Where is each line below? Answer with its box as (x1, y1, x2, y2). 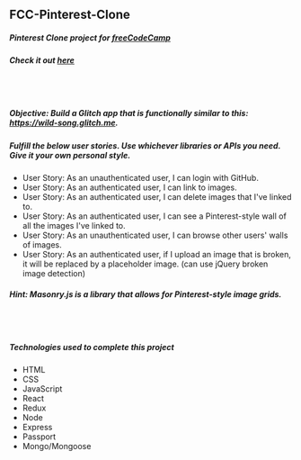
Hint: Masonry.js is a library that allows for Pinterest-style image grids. (9, 288, 282, 300)
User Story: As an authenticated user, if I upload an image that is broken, (22, 249, 292, 260)
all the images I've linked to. (22, 221, 126, 231)
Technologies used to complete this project (9, 341, 175, 352)
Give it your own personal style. (9, 149, 131, 160)
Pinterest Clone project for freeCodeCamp (9, 32, 171, 43)
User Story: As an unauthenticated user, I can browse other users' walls (22, 230, 288, 241)
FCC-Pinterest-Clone (9, 7, 130, 23)
